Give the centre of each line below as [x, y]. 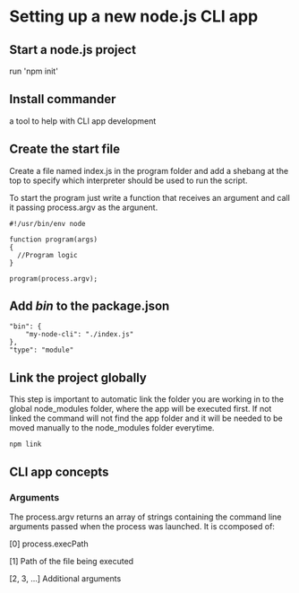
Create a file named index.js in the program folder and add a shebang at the [149, 170]
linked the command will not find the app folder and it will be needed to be [146, 418]
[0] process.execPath [49, 544]
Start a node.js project [73, 50]
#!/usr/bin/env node [48, 223]
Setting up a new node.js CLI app [134, 17]
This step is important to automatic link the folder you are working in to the [147, 399]
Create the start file [65, 149]
